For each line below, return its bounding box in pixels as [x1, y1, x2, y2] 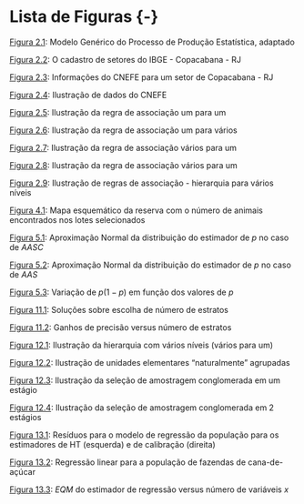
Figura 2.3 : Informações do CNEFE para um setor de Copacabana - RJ [9, 71, 274, 83]
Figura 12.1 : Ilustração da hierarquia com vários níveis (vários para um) [9, 339, 274, 350]
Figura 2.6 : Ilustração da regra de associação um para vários [9, 125, 238, 136]
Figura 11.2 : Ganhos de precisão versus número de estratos [9, 321, 232, 333]
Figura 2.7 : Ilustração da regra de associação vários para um [9, 142, 238, 153]
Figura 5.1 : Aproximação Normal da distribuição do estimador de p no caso [9, 232, 289, 243]
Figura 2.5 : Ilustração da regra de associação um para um [9, 106, 227, 117]
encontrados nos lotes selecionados [9, 214, 146, 225]
